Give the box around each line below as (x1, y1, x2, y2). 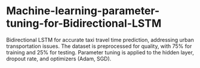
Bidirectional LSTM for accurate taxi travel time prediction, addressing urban (6, 36, 194, 43)
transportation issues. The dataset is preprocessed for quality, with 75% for (6, 43, 192, 50)
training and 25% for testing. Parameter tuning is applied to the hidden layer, (6, 48, 194, 56)
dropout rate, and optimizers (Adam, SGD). (6, 55, 112, 62)
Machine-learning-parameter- (6, 4, 160, 18)
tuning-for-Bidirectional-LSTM (6, 17, 162, 30)
